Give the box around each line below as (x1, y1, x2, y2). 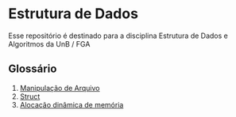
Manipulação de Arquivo (19, 83, 100, 92)
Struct (19, 92, 41, 101)
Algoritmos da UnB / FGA (8, 39, 91, 48)
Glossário (8, 62, 57, 76)
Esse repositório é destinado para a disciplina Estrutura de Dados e (8, 31, 228, 40)
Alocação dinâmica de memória (19, 100, 124, 109)
